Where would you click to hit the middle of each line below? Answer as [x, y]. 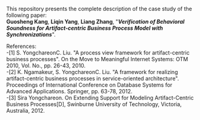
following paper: [27, 15]
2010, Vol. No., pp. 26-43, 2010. [46, 65]
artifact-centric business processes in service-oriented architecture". [93, 78]
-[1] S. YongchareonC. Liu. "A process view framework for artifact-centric [98, 53]
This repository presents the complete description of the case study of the [99, 9]
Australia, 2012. [26, 111]
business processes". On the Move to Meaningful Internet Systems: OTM [97, 59]
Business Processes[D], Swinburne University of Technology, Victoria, [94, 104]
